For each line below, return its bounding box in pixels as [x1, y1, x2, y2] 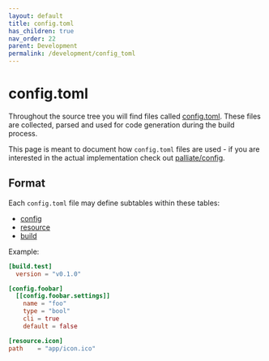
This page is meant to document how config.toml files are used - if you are [8, 144, 260, 154]
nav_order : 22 [8, 34, 57, 43]
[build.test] [8, 262, 53, 270]
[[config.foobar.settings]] [15, 292, 111, 300]
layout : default [8, 11, 63, 20]
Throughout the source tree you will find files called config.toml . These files [8, 111, 261, 121]
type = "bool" [23, 307, 70, 316]
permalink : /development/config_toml [8, 49, 136, 58]
